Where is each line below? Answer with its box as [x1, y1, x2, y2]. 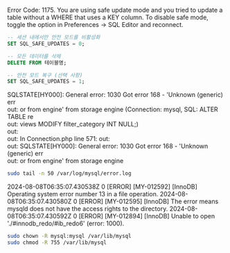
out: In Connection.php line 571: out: [7, 135, 110, 143]
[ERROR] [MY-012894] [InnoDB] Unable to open [78, 212, 215, 221]
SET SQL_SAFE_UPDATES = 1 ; [7, 78, 85, 85]
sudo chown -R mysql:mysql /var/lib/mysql [7, 233, 132, 240]
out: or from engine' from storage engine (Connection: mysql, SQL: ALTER [7, 105, 218, 113]
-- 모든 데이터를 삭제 [7, 53, 61, 59]
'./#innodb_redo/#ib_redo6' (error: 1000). [7, 219, 125, 227]
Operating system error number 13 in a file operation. [7, 190, 159, 198]
